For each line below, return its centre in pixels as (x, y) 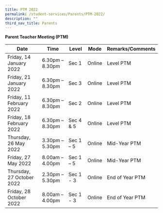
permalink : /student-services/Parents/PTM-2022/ (55, 14)
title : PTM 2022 (21, 9)
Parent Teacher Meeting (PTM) (37, 37)
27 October (21, 177)
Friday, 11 (19, 97)
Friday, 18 (19, 117)
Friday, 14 (19, 57)
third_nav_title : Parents (31, 23)
